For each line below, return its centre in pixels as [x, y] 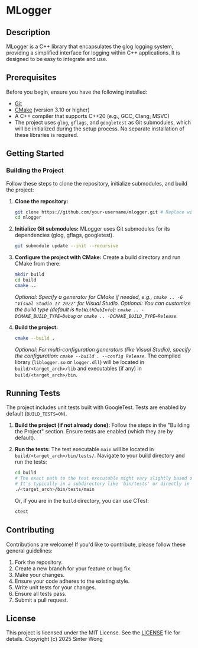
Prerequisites [31, 78]
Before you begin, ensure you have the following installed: [77, 92]
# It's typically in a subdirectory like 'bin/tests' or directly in [102, 484]
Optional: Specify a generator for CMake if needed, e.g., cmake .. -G [99, 296]
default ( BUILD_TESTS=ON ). [37, 414]
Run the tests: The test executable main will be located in [84, 449]
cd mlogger [28, 218]
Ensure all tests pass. [40, 593]
